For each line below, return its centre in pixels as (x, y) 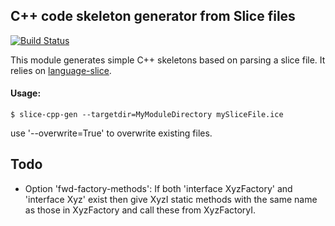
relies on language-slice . (61, 70)
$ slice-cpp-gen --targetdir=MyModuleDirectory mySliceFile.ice (147, 115)
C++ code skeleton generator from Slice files (153, 16)
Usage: (26, 93)
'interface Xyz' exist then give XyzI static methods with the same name (171, 199)
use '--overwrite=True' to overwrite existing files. (111, 133)
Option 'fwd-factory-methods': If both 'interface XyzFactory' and (158, 188)
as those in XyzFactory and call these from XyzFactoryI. (140, 210)
